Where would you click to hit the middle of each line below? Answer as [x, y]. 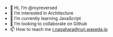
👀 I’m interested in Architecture [42, 13]
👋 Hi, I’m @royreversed [33, 8]
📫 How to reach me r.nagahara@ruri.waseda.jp [59, 29]
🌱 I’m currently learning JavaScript [45, 18]
